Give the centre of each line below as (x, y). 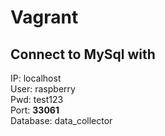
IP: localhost (36, 78)
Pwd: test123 (37, 99)
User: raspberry (43, 89)
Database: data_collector (61, 120)
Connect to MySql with (83, 54)
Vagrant (44, 17)
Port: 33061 (35, 110)
